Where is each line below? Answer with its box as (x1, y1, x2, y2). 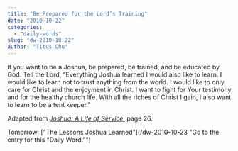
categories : (7, 23, 43, 30)
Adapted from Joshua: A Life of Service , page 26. (7, 114, 153, 123)
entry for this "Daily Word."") (7, 135, 91, 144)
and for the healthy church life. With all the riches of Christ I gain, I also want (7, 93, 232, 101)
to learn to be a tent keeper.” (7, 101, 91, 108)
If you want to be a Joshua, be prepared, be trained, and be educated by (7, 63, 220, 71)
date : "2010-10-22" (7, 17, 65, 24)
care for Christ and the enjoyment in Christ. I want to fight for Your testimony (7, 86, 232, 94)
